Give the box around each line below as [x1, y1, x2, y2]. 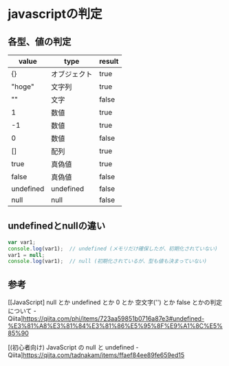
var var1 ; [8, 238, 36, 246]
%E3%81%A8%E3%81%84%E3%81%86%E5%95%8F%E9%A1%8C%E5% [8, 322, 223, 330]
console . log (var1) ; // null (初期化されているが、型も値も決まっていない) [8, 258, 207, 265]
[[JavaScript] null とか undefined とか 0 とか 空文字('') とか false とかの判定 [8, 298, 223, 306]
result [99, 56, 119, 66]
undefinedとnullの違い [8, 220, 106, 232]
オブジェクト [51, 69, 93, 79]
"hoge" [11, 82, 34, 91]
